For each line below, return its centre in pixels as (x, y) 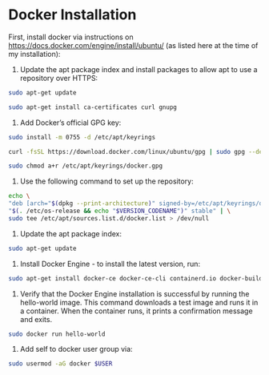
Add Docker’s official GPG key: (70, 123)
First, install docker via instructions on (71, 37)
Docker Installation (72, 15)
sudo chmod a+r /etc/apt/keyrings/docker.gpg (85, 166)
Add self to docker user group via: (76, 349)
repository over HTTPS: (59, 78)
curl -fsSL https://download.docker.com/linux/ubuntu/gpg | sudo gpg (127, 151)
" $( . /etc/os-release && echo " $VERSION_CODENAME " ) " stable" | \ (120, 211)
